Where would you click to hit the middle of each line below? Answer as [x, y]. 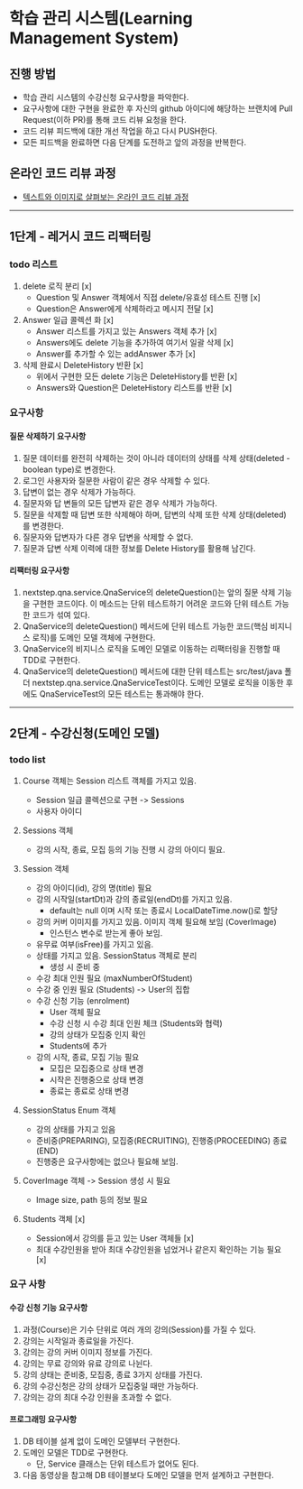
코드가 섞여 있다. [61, 615]
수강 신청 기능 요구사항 [49, 1308]
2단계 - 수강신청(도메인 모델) [85, 733]
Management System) [94, 38]
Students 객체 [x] [54, 1218]
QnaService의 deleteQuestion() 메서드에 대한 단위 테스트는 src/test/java [152, 671]
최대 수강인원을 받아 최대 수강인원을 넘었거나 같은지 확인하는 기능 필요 [159, 1249]
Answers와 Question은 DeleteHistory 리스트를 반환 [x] [134, 387]
